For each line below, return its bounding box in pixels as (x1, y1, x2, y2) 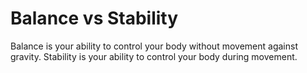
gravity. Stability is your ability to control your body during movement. (10, 50, 298, 62)
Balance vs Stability (10, 7, 179, 30)
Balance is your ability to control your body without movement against (10, 40, 298, 52)
